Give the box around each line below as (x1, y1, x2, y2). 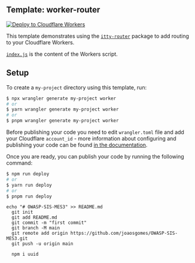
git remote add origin (11, 231, 68, 237)
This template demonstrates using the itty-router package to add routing (6, 32, 190, 40)
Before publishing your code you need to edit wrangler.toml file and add (6, 128, 184, 136)
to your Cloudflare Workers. (6, 38, 75, 46)
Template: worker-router (6, 5, 100, 15)
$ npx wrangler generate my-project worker (6, 95, 117, 101)
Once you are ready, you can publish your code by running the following (6, 153, 184, 160)
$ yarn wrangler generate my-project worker (6, 106, 119, 113)
